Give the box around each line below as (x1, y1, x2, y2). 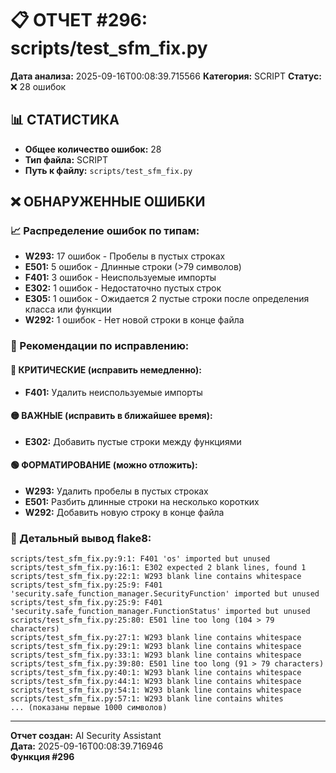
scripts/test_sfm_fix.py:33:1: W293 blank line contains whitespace (10, 650, 302, 661)
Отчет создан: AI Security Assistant (10, 730, 162, 742)
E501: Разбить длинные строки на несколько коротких (24, 495, 260, 507)
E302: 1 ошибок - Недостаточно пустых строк (24, 282, 222, 294)
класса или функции (24, 303, 112, 316)
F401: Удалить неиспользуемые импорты (24, 386, 203, 398)
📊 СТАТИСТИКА (10, 112, 120, 129)
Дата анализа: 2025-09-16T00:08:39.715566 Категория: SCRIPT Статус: (10, 70, 322, 82)
